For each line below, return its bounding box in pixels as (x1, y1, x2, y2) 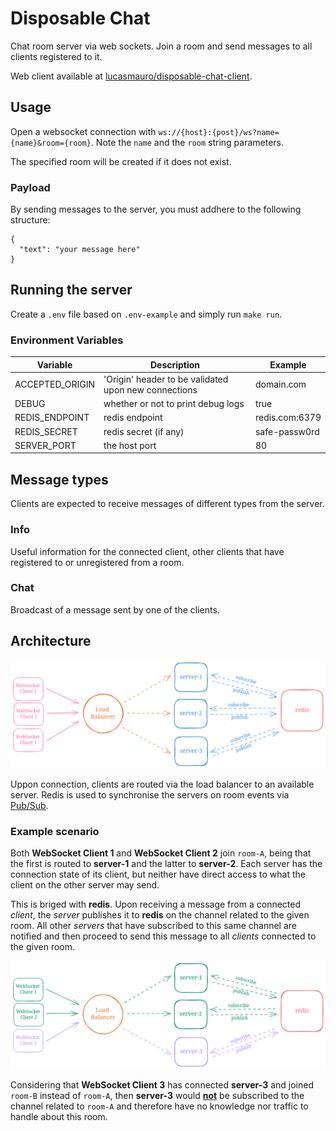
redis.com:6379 (254, 412, 322, 424)
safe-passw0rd (254, 425, 320, 437)
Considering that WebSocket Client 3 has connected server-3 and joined (10, 1079, 314, 1091)
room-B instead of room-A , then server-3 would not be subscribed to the (10, 1090, 305, 1102)
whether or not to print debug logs (103, 398, 245, 410)
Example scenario (10, 824, 100, 838)
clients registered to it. (10, 50, 103, 62)
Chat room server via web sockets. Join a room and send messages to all (10, 40, 313, 52)
